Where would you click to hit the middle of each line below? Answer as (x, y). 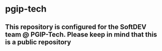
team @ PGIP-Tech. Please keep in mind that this (81, 34)
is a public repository (38, 42)
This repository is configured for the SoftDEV (76, 27)
